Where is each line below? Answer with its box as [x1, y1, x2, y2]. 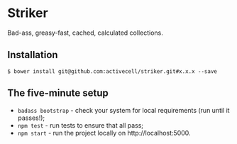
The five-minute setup [7, 87, 109, 99]
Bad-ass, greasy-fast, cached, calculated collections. [7, 28, 163, 37]
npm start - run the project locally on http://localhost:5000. [17, 128, 191, 137]
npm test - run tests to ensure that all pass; [17, 121, 144, 129]
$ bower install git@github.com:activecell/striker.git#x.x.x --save [7, 67, 218, 75]
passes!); [17, 113, 45, 122]
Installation [7, 49, 58, 61]
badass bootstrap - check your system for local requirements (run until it [17, 106, 230, 114]
